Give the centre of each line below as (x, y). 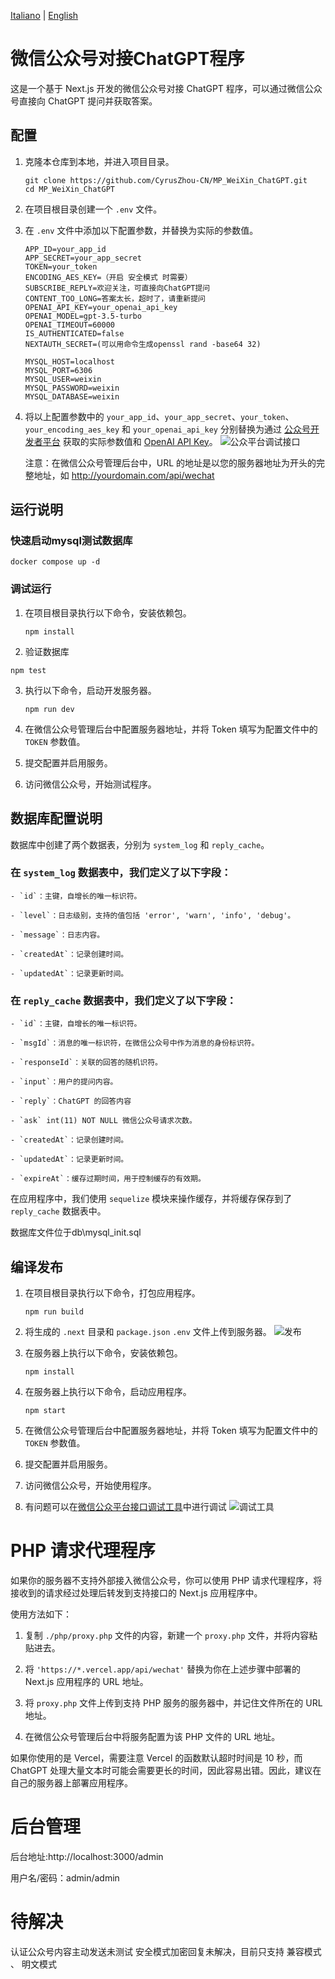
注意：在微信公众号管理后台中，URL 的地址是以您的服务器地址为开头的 (170, 462)
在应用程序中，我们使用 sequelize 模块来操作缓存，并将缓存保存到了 (151, 1199)
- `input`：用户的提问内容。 (64, 1082)
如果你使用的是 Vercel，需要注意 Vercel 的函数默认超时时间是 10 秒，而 (156, 1757)
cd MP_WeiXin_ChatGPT (69, 189)
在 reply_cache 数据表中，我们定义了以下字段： (123, 1000)
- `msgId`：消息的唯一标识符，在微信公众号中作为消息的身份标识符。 (135, 1043)
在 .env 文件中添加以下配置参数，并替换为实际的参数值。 (141, 230)
